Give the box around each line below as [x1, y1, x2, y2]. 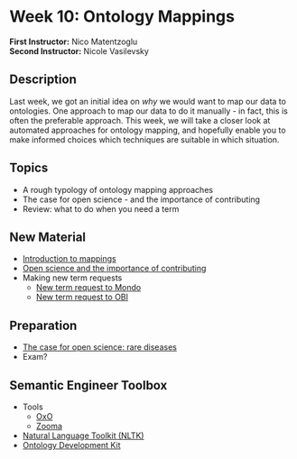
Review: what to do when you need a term [22, 203, 180, 214]
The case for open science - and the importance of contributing [22, 194, 260, 205]
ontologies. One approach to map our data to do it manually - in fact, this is [9, 106, 289, 116]
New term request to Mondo [35, 282, 142, 293]
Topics [9, 161, 49, 176]
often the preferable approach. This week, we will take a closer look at [9, 115, 271, 125]
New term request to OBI [35, 291, 129, 303]
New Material [9, 229, 87, 244]
